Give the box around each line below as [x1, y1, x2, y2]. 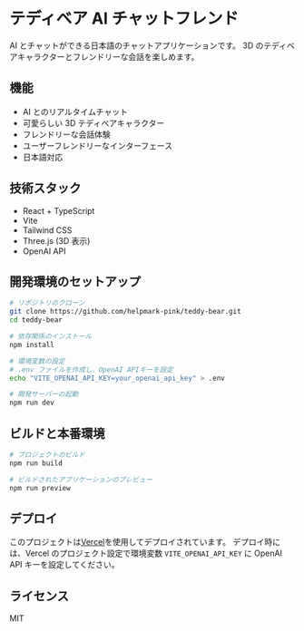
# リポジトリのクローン [9, 298, 85, 308]
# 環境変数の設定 [9, 356, 65, 365]
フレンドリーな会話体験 [22, 129, 111, 140]
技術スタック [9, 180, 82, 196]
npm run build [9, 459, 64, 468]
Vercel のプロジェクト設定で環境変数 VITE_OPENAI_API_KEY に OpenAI [25, 548, 283, 558]
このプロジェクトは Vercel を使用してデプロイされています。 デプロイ [9, 537, 265, 548]
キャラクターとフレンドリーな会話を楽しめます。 [16, 51, 200, 62]
